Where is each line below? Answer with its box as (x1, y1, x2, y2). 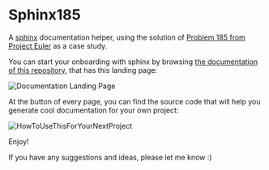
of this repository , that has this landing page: (8, 65, 158, 74)
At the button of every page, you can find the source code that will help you (8, 96, 261, 106)
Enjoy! (8, 136, 30, 147)
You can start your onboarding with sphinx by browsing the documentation (8, 57, 258, 66)
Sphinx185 (8, 6, 81, 24)
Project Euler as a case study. (8, 40, 108, 50)
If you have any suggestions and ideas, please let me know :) (8, 152, 212, 162)
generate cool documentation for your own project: (8, 105, 179, 115)
